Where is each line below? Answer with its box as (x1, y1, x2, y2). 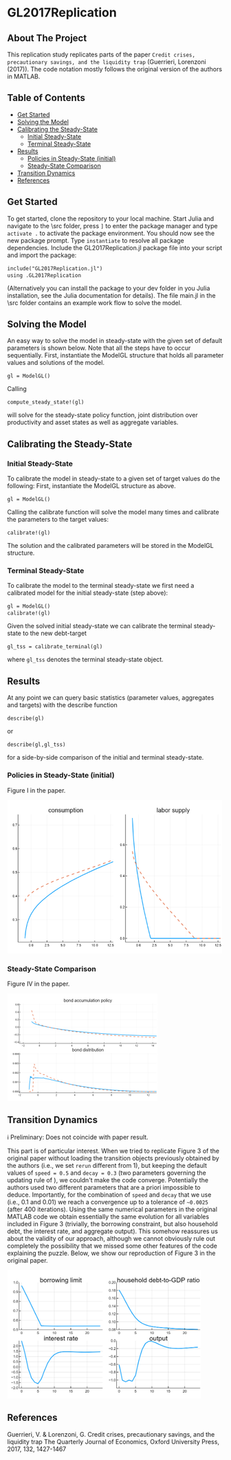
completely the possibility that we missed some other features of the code (7, 1241, 218, 1250)
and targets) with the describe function (7, 701, 118, 709)
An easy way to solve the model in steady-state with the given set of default (7, 337, 223, 345)
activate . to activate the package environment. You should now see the (7, 229, 215, 237)
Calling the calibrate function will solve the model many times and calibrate (7, 508, 219, 516)
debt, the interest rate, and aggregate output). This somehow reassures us (7, 1227, 219, 1235)
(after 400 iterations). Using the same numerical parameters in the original (7, 1205, 218, 1213)
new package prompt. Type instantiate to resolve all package (7, 236, 184, 245)
